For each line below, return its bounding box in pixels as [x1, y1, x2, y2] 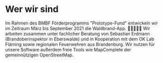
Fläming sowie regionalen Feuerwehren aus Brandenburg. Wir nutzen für [5, 41, 155, 47]
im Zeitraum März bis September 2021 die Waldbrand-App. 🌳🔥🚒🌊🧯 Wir [5, 25, 150, 31]
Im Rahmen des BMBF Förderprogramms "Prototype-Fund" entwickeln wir [5, 20, 158, 26]
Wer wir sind [5, 3, 59, 15]
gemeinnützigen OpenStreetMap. [5, 51, 74, 58]
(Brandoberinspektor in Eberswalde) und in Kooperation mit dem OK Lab [5, 36, 154, 42]
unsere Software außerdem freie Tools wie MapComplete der [5, 46, 131, 52]
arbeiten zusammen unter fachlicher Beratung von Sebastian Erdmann [5, 30, 150, 36]
